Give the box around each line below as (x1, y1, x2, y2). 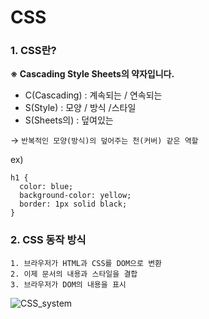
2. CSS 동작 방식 (10, 233, 87, 247)
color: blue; (19, 182, 74, 192)
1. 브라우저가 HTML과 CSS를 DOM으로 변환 (10, 258, 163, 268)
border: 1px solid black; (19, 199, 128, 210)
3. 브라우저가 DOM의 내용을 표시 (10, 279, 127, 290)
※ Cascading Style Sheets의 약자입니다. (10, 68, 175, 80)
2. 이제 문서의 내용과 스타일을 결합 (10, 269, 138, 279)
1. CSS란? (10, 44, 57, 58)
